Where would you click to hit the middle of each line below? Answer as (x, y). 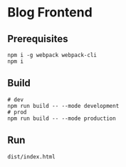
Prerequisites (38, 39)
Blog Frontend (50, 12)
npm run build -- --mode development (63, 106)
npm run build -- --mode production (62, 118)
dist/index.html (31, 157)
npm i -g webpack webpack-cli (52, 55)
